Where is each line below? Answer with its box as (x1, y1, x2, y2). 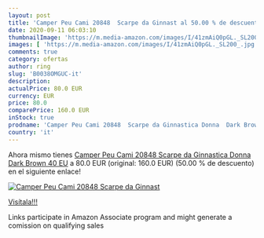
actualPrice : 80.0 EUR (8, 84, 82, 93)
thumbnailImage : (8, 33, 61, 42)
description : (8, 77, 51, 85)
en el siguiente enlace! (8, 167, 81, 176)
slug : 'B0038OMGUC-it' (8, 70, 82, 78)
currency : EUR (8, 92, 55, 100)
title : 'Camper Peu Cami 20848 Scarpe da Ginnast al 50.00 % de (8, 19, 226, 27)
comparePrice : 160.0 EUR (8, 107, 90, 115)
